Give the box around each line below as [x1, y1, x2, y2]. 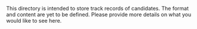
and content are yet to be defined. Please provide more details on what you [6, 11, 192, 18]
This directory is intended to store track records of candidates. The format [6, 5, 189, 12]
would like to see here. [6, 17, 62, 24]
